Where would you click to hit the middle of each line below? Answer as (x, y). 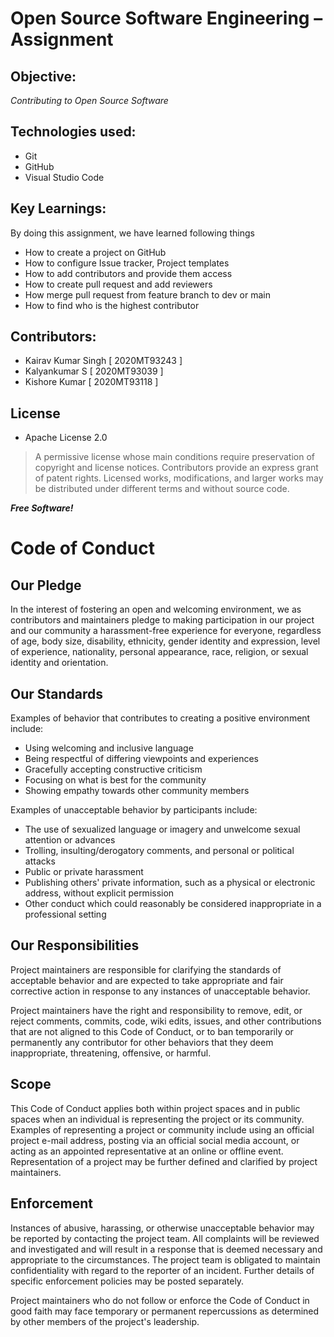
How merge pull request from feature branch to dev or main (147, 294)
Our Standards (57, 693)
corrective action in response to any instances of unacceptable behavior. (160, 991)
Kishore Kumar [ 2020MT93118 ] (91, 382)
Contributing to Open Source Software (89, 100)
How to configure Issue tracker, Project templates (127, 263)
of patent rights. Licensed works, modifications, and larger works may (179, 478)
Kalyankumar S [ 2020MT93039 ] (94, 371)
